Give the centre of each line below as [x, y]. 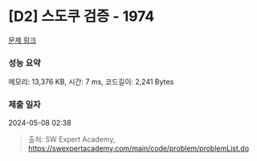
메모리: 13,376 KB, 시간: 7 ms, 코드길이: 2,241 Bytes [91, 82]
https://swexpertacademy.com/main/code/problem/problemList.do [139, 148]
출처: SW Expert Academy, [71, 139]
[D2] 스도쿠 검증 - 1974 [82, 16]
